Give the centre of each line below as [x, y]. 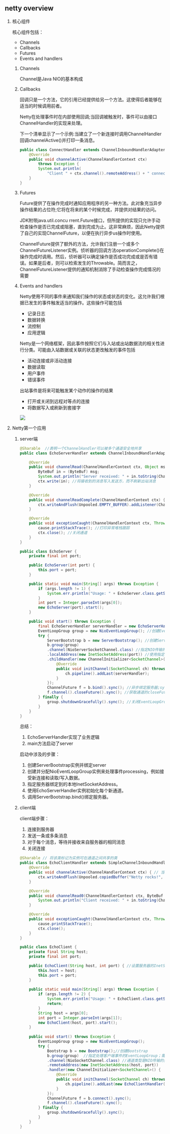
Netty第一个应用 [29, 428]
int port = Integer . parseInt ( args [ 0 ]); [80, 603]
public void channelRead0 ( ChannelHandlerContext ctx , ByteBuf [96, 896]
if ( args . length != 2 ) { [64, 994]
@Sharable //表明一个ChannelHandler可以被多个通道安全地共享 [81, 448]
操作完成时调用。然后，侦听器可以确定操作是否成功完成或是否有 [86, 256]
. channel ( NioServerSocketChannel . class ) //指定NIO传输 [105, 650]
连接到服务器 [41, 829]
